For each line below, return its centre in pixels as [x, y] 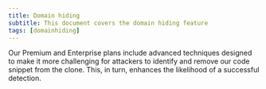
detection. [25, 78]
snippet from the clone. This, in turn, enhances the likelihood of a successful [134, 70]
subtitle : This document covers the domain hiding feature [108, 23]
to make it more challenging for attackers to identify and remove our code [129, 61]
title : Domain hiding [44, 15]
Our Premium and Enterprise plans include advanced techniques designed [130, 53]
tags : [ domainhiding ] [44, 30]
